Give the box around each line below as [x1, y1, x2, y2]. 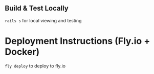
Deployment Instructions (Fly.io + [5, 35, 150, 47]
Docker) [5, 46, 40, 57]
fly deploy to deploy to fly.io [5, 63, 66, 69]
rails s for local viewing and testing [5, 17, 82, 23]
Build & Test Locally [5, 4, 69, 13]
